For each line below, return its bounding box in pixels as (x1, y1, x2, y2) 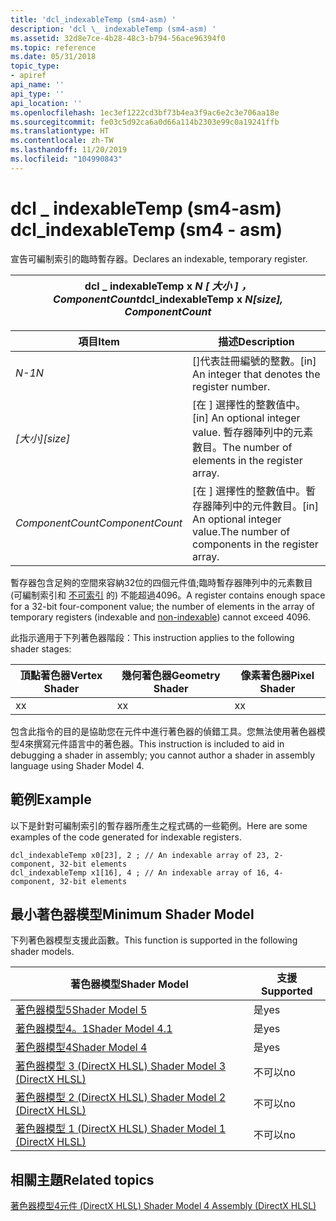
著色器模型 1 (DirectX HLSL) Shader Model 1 (15, 1122, 226, 1136)
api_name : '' (10, 80, 65, 90)
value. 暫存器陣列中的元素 (192, 425, 314, 439)
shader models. (10, 946, 75, 958)
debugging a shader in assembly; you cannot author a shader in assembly (10, 749, 316, 761)
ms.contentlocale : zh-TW (10, 136, 114, 146)
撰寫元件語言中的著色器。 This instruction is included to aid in (33, 737, 285, 750)
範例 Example (10, 791, 92, 808)
